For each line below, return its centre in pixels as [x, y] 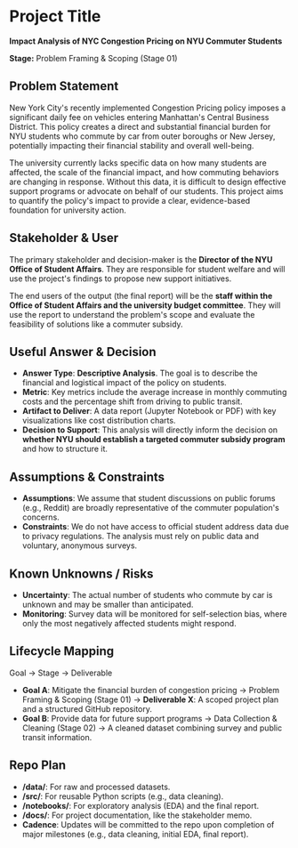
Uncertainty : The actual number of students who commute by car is [147, 595]
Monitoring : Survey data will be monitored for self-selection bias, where [154, 614]
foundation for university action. [68, 210]
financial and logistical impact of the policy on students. [124, 383]
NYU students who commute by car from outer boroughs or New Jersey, [142, 136]
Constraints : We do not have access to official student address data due [155, 527]
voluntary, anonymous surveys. [80, 545]
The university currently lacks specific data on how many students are [138, 163]
